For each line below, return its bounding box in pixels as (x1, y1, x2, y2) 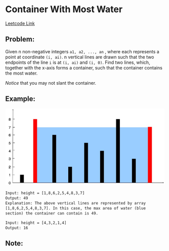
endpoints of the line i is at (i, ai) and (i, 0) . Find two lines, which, (5, 59, 150, 65)
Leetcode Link (5, 20, 35, 26)
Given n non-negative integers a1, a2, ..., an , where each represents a (5, 48, 159, 54)
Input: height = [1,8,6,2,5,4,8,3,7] (5, 190, 85, 196)
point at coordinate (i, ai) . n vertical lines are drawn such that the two (5, 54, 154, 60)
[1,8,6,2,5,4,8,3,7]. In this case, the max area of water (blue (5, 205, 146, 211)
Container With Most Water (5, 4, 123, 15)
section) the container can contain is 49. (5, 210, 99, 216)
